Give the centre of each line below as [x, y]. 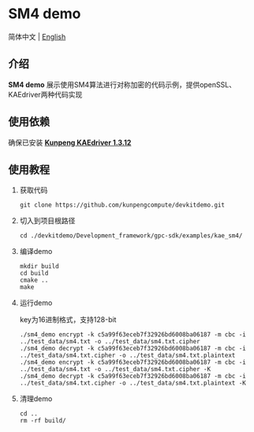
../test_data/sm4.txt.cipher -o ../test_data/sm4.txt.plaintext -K [133, 383]
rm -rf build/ [43, 421]
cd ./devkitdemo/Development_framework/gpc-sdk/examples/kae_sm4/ [131, 236]
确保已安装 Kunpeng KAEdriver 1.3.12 [70, 142]
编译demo [36, 252]
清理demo [36, 399]
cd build [34, 274]
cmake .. [34, 280]
